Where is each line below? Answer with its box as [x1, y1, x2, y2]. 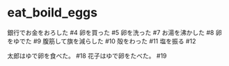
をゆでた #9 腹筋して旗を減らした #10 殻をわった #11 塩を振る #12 [7, 36, 196, 45]
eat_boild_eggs [7, 5, 97, 21]
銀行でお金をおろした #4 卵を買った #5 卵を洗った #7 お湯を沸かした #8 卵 [7, 28, 222, 36]
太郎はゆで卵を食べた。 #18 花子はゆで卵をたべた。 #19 [7, 52, 167, 60]
